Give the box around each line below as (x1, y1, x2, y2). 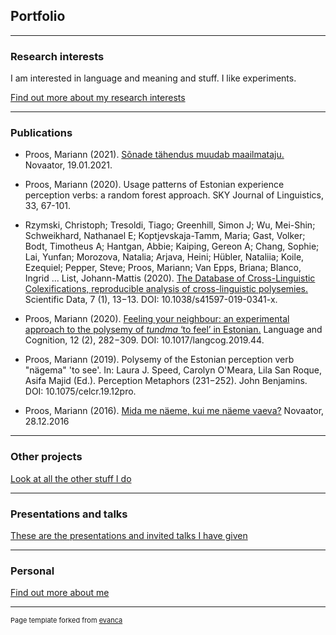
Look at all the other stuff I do (10, 472, 132, 484)
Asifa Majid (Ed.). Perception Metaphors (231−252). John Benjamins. (24, 375, 308, 387)
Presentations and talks (10, 507, 128, 521)
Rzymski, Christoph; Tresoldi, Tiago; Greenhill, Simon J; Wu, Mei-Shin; (24, 219, 316, 231)
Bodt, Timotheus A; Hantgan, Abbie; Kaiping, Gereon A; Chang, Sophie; (24, 240, 320, 253)
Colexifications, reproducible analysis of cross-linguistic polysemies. (24, 283, 309, 295)
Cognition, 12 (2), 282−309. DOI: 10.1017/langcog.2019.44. (24, 334, 265, 346)
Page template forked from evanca (10, 615, 123, 626)
